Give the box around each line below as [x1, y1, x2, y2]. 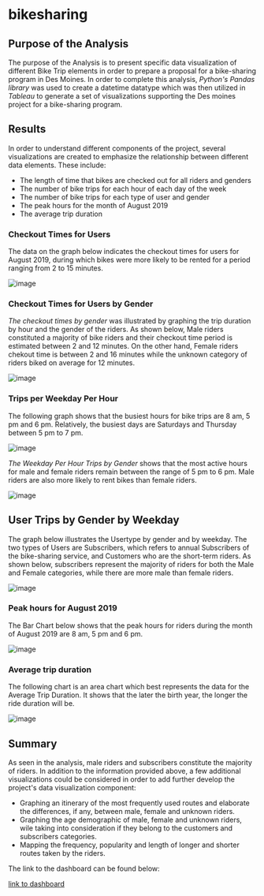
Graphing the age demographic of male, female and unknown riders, [19, 815, 243, 824]
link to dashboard [8, 879, 65, 888]
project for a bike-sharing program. [8, 100, 123, 109]
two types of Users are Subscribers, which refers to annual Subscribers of [8, 543, 250, 552]
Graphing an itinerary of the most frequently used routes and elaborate [19, 798, 250, 808]
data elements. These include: [8, 160, 106, 170]
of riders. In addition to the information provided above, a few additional [8, 766, 242, 775]
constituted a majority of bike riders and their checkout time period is [8, 333, 233, 342]
